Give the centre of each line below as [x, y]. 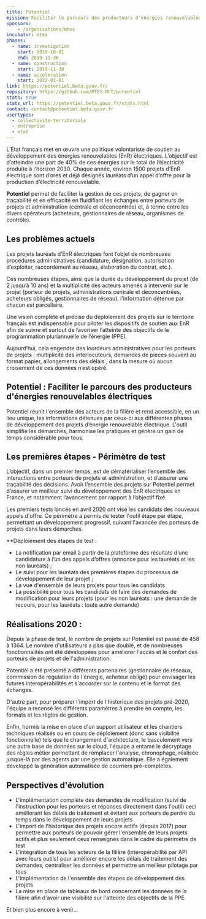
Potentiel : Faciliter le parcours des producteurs [99, 387]
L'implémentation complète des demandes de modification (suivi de [101, 800]
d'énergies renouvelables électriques [79, 397]
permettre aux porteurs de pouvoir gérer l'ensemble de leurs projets [101, 832]
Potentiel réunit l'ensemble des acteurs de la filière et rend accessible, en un [103, 411]
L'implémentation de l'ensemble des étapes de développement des [100, 879]
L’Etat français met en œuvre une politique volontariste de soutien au [93, 149]
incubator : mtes [27, 35]
